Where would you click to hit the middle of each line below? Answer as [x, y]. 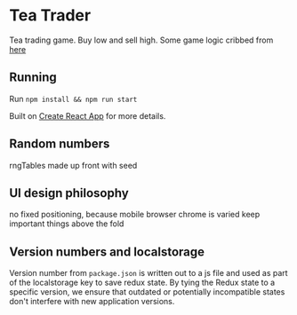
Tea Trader [50, 16]
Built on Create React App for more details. [88, 115]
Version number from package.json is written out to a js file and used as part [148, 273]
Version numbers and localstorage [107, 252]
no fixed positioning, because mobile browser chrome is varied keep [135, 215]
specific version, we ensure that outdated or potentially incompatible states [147, 292]
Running [33, 78]
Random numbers [60, 144]
